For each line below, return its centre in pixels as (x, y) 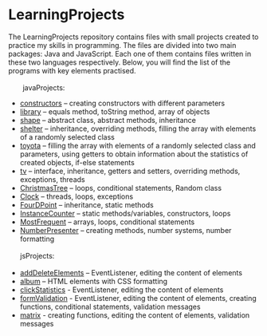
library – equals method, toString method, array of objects (115, 111)
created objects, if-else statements (77, 162)
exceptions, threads (52, 179)
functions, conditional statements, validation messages (110, 306)
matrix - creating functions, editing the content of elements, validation (135, 315)
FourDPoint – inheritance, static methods (86, 204)
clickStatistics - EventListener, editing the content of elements (122, 290)
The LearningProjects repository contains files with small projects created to (133, 37)
